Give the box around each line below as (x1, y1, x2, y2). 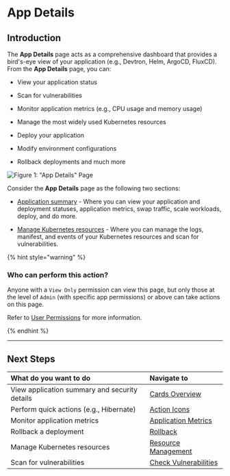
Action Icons (149, 405, 190, 414)
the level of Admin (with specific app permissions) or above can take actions (7, 293, 220, 301)
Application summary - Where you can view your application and (16, 197, 201, 205)
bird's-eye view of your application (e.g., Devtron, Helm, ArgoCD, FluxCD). (7, 58, 217, 66)
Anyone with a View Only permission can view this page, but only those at (7, 286, 215, 294)
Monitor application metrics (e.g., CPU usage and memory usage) (16, 105, 203, 112)
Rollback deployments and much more (16, 158, 126, 166)
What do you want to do (10, 373, 91, 383)
